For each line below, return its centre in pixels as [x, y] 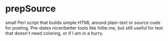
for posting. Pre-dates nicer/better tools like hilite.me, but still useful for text [84, 27]
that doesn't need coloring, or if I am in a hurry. [54, 33]
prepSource [31, 9]
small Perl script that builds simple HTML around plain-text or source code [83, 22]
